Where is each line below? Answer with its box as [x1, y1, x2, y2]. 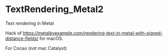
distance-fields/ [5, 35, 39, 41]
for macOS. [39, 35, 63, 41]
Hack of [5, 30, 22, 36]
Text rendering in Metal [5, 20, 54, 26]
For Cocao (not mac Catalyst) [5, 45, 67, 51]
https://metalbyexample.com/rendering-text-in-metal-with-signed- [22, 30, 163, 36]
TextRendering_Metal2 [5, 4, 104, 15]
